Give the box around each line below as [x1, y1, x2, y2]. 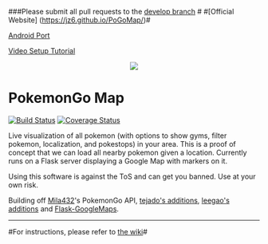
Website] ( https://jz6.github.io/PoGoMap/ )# [8, 15, 151, 25]
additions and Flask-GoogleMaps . [8, 203, 120, 214]
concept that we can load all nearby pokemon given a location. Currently [8, 148, 247, 157]
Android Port [8, 31, 50, 40]
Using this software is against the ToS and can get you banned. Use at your [8, 171, 257, 181]
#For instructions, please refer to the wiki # [8, 226, 148, 236]
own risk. [8, 179, 38, 190]
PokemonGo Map [8, 89, 125, 107]
